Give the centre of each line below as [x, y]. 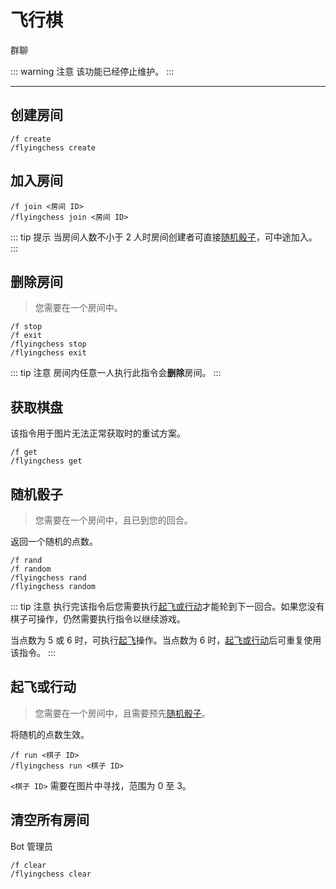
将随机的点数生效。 [50, 734]
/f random [31, 569]
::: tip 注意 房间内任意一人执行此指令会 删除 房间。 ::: [116, 373]
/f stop [26, 327]
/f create [31, 139]
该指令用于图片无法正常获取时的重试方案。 [98, 433]
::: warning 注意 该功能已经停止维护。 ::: [92, 71]
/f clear [28, 865]
